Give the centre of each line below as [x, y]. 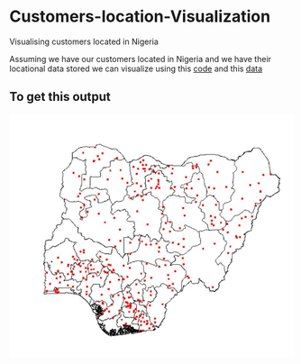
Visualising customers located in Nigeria [84, 41]
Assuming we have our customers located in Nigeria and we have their [141, 59]
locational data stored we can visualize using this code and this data [136, 68]
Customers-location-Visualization [140, 17]
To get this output [60, 97]
